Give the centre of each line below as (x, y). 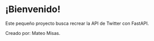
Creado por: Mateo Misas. (33, 33)
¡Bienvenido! (33, 9)
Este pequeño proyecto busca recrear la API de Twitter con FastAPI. (77, 23)
